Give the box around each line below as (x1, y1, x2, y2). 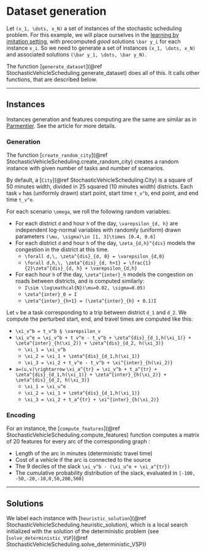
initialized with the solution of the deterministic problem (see (6, 528, 159, 535)
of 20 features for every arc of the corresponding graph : (6, 438, 150, 445)
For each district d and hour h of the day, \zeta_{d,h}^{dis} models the (15, 240, 196, 247)
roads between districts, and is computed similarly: (15, 278, 145, 285)
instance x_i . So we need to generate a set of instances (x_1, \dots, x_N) (6, 44, 196, 52)
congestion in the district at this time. (15, 246, 109, 253)
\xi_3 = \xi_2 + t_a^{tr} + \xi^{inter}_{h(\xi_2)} (24, 397, 159, 403)
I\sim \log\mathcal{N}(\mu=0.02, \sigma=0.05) (24, 285, 146, 291)
